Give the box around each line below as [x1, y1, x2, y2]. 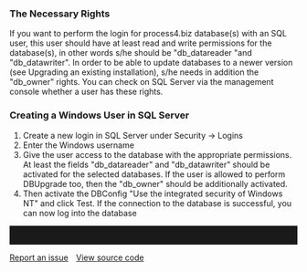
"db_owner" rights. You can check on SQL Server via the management [9, 77, 274, 88]
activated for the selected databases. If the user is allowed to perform [22, 168, 286, 180]
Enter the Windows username [22, 140, 135, 151]
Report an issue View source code [9, 252, 144, 263]
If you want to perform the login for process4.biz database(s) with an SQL [9, 28, 288, 39]
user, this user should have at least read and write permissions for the [9, 37, 272, 48]
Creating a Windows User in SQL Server [9, 109, 190, 121]
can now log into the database [22, 207, 137, 218]
